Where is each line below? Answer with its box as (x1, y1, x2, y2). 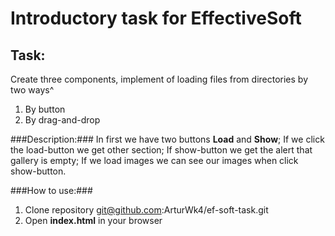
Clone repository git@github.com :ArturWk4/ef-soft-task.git (24, 204, 269, 216)
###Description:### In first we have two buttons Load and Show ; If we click (10, 133, 325, 145)
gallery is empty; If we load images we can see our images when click (10, 155, 299, 166)
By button (24, 103, 66, 115)
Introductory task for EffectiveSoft (10, 7, 302, 30)
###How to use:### (10, 185, 93, 196)
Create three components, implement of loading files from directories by (10, 73, 309, 85)
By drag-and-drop (24, 114, 101, 126)
